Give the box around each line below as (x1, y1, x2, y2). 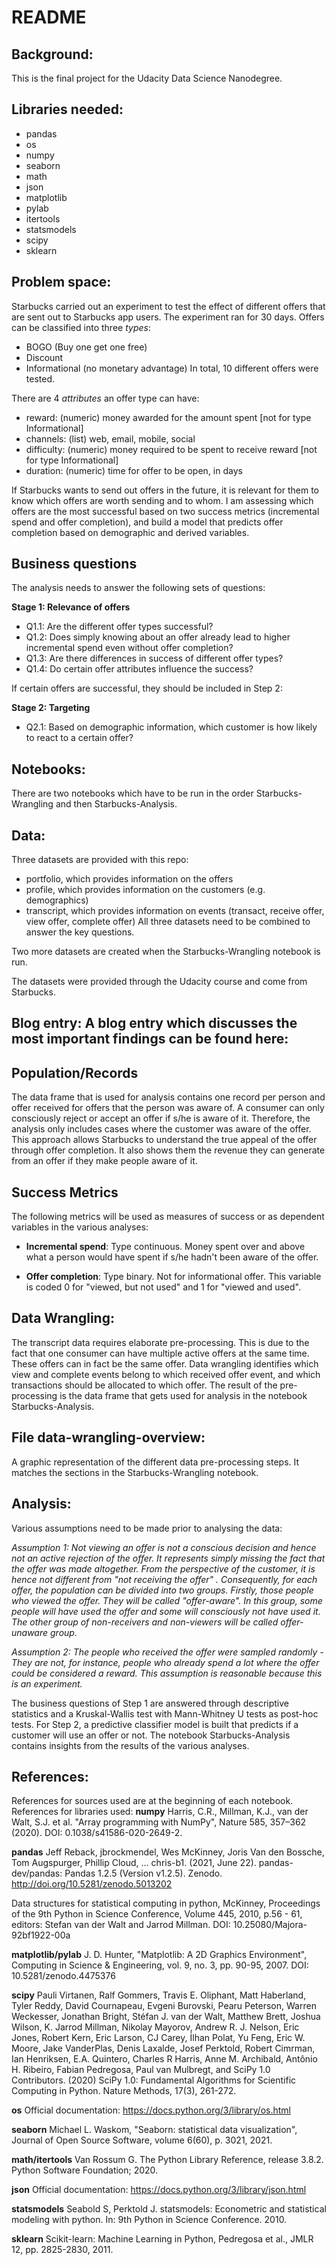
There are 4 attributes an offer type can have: (11, 392, 200, 404)
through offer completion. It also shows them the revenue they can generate (11, 1144, 326, 1156)
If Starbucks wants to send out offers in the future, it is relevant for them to (11, 484, 319, 496)
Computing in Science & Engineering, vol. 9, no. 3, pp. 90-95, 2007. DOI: (11, 1959, 309, 1971)
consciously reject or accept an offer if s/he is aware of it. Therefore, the (11, 1112, 311, 1125)
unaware (11, 1626, 49, 1638)
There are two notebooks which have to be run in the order (11, 787, 254, 800)
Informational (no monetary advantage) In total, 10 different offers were (25, 362, 319, 374)
